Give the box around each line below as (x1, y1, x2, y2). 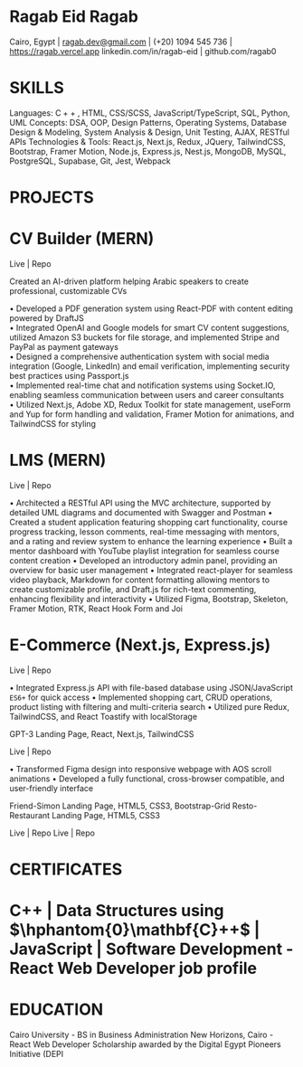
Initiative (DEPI (9, 1049, 64, 1060)
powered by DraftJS (9, 313, 84, 323)
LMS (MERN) (9, 450, 107, 471)
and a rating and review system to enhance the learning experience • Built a (9, 535, 293, 546)
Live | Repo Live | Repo (9, 827, 95, 838)
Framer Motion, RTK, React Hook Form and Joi (9, 603, 184, 614)
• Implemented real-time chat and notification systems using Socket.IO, (9, 380, 276, 391)
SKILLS (9, 78, 65, 99)
